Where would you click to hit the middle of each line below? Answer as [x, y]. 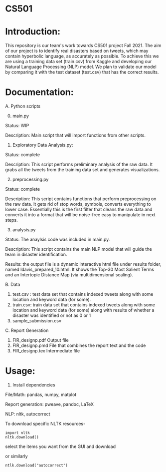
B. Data [13, 285]
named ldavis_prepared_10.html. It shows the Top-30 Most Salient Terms [80, 270]
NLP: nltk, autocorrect [28, 414]
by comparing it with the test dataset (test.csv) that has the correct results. [82, 72]
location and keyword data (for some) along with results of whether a [83, 310]
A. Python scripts [23, 106]
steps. [11, 220]
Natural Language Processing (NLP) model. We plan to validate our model [81, 67]
